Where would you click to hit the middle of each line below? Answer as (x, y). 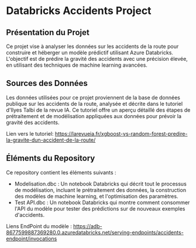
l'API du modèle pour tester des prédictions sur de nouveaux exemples (100, 208)
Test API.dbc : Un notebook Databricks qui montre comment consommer (102, 202)
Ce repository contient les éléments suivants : (61, 172)
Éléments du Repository (51, 158)
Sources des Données (47, 83)
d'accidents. (30, 215)
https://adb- (87, 226)
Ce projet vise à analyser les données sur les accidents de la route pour (92, 46)
